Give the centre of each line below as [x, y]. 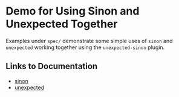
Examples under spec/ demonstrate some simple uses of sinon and [89, 41]
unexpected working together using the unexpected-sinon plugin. [85, 47]
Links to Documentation [52, 66]
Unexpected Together [62, 24]
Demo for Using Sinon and [73, 11]
